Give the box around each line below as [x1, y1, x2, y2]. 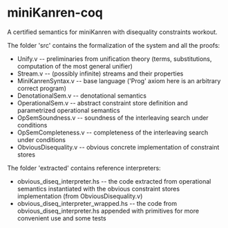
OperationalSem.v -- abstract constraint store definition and [17, 98, 188, 107]
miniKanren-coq [7, 5, 104, 21]
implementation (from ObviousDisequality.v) [17, 192, 143, 200]
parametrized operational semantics [17, 106, 120, 114]
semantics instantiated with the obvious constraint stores [17, 184, 180, 193]
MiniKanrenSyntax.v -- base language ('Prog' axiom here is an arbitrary [17, 76, 221, 85]
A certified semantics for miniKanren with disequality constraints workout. [7, 28, 218, 36]
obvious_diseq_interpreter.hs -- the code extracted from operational [17, 177, 211, 185]
